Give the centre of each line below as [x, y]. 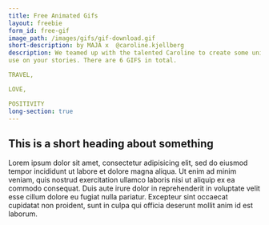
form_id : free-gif [39, 30]
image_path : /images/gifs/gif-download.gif [82, 38]
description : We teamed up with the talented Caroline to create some [128, 53]
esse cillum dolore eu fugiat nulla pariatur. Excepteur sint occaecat [118, 197]
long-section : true [41, 111]
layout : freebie [35, 23]
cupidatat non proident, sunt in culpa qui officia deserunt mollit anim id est [131, 206]
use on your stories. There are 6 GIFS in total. [93, 61]
